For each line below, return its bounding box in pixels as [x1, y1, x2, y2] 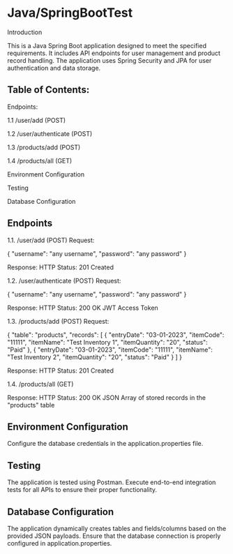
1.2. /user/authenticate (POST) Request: [7, 276, 121, 285]
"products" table [7, 400, 55, 409]
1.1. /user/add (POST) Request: [7, 236, 95, 244]
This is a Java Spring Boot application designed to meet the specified [7, 41, 207, 50]
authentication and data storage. [7, 63, 101, 72]
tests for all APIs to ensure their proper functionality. [7, 486, 158, 494]
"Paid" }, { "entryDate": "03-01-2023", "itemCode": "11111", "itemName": [7, 345, 213, 354]
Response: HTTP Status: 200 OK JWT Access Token [7, 304, 158, 312]
